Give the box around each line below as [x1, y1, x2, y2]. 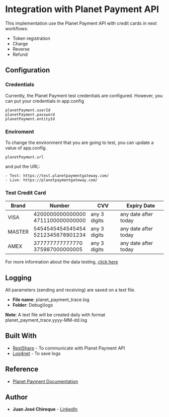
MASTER [8, 228, 29, 235]
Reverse [12, 46, 30, 52]
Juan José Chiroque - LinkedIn [12, 406, 78, 412]
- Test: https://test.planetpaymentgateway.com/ [5, 173, 109, 178]
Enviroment [5, 128, 34, 135]
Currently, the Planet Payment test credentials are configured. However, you [5, 92, 163, 99]
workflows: [5, 25, 29, 31]
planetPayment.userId [5, 107, 51, 113]
